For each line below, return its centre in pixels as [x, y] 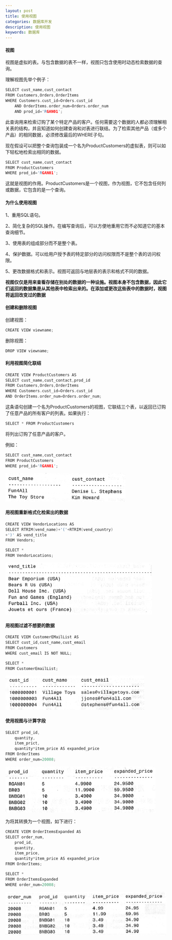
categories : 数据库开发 [29, 21]
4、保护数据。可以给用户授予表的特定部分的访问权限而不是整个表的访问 [81, 254]
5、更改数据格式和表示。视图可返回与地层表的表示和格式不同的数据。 [79, 271]
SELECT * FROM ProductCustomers [40, 424]
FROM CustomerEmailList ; [32, 668]
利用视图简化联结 [23, 363]
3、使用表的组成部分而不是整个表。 [43, 243]
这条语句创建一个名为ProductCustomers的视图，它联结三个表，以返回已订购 [86, 407]
